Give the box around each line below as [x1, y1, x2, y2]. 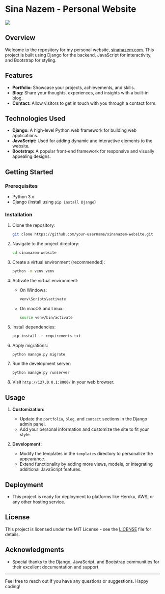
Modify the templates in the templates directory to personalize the [19, 451, 153, 457]
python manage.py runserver [12, 370, 70, 375]
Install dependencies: [12, 324, 56, 330]
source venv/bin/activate [19, 315, 73, 320]
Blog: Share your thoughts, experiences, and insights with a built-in [12, 89, 149, 95]
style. [19, 432, 31, 438]
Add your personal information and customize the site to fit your [19, 426, 149, 432]
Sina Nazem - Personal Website [5, 3, 137, 15]
